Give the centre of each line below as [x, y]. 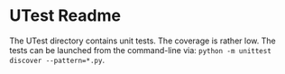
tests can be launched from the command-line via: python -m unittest [141, 50]
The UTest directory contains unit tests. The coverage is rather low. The [143, 41]
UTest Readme [65, 16]
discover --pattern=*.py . [57, 60]
